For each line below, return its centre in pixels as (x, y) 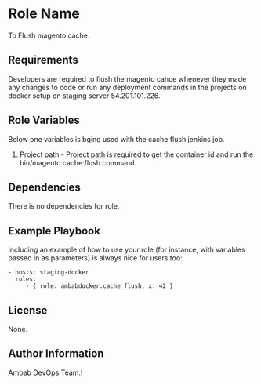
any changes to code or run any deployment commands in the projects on (127, 87)
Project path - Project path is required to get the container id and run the (136, 154)
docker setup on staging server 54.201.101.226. (84, 96)
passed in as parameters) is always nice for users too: (95, 258)
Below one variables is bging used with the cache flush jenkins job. (116, 139)
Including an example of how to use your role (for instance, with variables (127, 250)
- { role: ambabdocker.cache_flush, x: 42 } (100, 286)
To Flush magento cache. (49, 35)
